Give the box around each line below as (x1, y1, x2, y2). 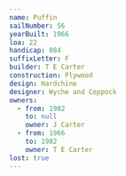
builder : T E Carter (9, 63, 86, 72)
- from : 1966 (17, 129, 66, 138)
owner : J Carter (25, 121, 86, 130)
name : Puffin (9, 12, 58, 22)
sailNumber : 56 (9, 21, 66, 30)
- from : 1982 (17, 104, 66, 113)
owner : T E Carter (25, 145, 93, 154)
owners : (9, 95, 38, 105)
